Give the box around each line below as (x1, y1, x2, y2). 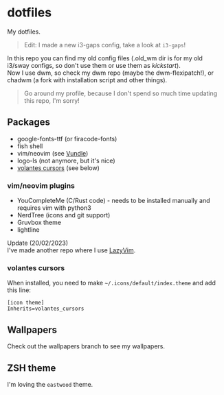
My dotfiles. (7, 27, 41, 36)
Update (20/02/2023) (7, 239, 69, 248)
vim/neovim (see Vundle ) (16, 149, 89, 157)
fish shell (16, 142, 43, 150)
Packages (7, 117, 50, 128)
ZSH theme (7, 362, 56, 374)
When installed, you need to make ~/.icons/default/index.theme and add (7, 279, 216, 287)
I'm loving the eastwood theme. (7, 380, 93, 388)
